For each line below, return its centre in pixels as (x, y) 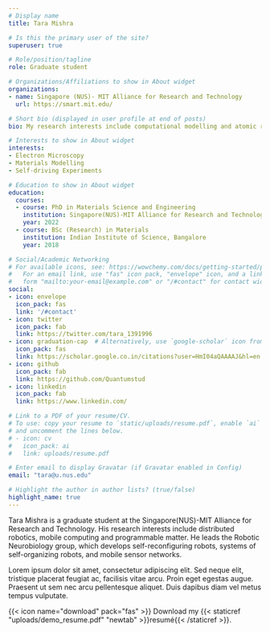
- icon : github (34, 364)
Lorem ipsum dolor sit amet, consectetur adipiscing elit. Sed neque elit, (126, 570)
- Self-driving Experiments (55, 170)
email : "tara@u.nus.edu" (50, 475)
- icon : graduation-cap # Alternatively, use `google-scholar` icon (127, 342)
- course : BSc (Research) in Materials (82, 230)
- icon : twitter (35, 319)
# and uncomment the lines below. (66, 431)
